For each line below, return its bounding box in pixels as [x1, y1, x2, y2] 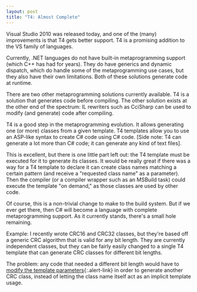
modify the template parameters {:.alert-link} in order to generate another [6, 266, 183, 274]
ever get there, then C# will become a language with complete [6, 206, 157, 213]
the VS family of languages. [6, 42, 74, 50]
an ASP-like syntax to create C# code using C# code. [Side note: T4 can [6, 133, 182, 140]
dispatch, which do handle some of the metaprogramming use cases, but [6, 67, 184, 74]
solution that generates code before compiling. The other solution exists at [6, 97, 188, 104]
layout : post [6, 8, 38, 15]
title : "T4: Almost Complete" [6, 14, 81, 20]
